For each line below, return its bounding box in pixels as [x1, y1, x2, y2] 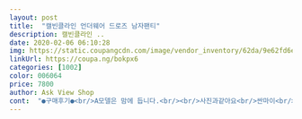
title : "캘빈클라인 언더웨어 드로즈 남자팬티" [9, 21, 161, 30]
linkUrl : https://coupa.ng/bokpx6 [9, 55, 139, 64]
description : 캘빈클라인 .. [9, 30, 105, 38]
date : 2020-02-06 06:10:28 [9, 38, 111, 47]
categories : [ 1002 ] [9, 64, 83, 72]
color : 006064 [9, 72, 63, 81]
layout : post [9, 13, 58, 22]
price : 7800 [9, 80, 54, 89]
